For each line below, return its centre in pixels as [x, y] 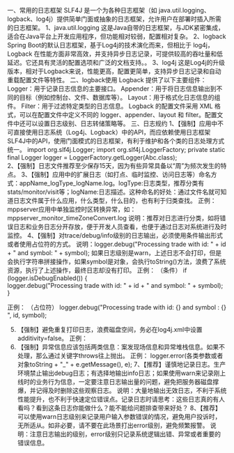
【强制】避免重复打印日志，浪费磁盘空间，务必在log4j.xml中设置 [110, 329]
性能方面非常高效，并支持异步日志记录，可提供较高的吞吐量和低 [132, 54]
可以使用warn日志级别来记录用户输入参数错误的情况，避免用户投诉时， [119, 416]
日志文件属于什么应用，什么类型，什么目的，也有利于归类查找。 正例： [115, 200]
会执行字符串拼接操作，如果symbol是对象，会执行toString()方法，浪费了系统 [117, 261]
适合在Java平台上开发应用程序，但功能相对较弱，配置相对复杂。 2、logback [117, 36]
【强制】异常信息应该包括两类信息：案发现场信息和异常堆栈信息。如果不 [121, 347]
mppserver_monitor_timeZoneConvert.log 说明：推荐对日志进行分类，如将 [114, 218]
